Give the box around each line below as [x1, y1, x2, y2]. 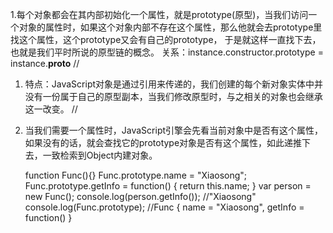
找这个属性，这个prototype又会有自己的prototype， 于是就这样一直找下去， [10, 34, 322, 45]
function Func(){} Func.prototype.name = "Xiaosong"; [24, 169, 248, 181]
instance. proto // [10, 58, 80, 69]
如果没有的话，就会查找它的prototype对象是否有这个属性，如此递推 [24, 137, 303, 148]
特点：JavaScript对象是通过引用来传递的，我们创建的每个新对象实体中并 [24, 78, 324, 90]
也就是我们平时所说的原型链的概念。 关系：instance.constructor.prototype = [10, 46, 324, 58]
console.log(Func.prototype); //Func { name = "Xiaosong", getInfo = [24, 201, 305, 213]
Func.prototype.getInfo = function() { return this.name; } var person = [24, 180, 312, 192]
